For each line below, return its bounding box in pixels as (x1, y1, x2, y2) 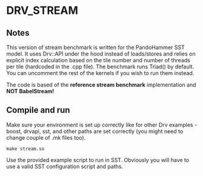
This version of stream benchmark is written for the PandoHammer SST (6, 44, 185, 51)
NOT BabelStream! (6, 88, 55, 94)
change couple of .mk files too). (6, 134, 86, 141)
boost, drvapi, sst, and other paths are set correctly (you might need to (6, 128, 184, 135)
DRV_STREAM (6, 4, 79, 18)
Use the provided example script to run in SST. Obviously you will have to (6, 156, 190, 163)
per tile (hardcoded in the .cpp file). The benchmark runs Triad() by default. (6, 63, 195, 70)
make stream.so (6, 146, 45, 152)
